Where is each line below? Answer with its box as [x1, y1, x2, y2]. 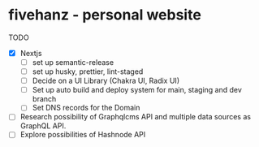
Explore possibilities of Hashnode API [19, 130, 146, 140]
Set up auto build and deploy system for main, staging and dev [32, 85, 242, 95]
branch [32, 94, 57, 104]
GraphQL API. [19, 121, 67, 131]
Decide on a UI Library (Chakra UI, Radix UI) [32, 76, 180, 86]
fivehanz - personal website [8, 6, 201, 24]
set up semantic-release [32, 58, 114, 67]
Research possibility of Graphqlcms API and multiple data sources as [19, 112, 252, 122]
